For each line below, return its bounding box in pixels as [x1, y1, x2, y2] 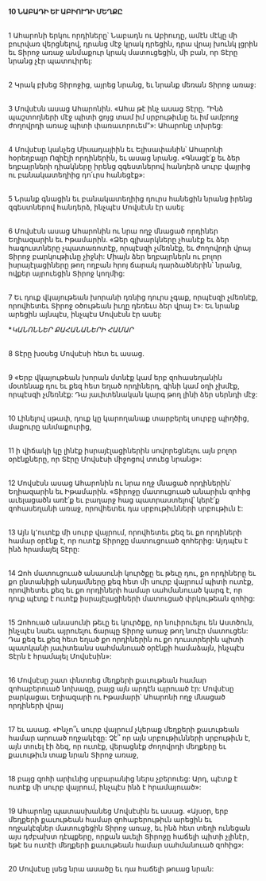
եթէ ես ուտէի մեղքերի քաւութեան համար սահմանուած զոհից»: [8, 840, 245, 849]
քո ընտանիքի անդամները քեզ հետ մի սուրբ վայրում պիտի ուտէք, [8, 577, 254, 586]
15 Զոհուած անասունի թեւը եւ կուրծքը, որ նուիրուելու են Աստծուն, [8, 617, 254, 627]
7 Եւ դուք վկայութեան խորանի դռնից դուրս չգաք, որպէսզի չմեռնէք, [8, 292, 258, 302]
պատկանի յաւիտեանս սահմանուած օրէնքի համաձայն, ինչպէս [8, 643, 245, 652]
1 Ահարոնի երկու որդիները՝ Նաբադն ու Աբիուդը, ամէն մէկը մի [8, 31, 238, 40]
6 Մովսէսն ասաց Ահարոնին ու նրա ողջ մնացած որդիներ [8, 226, 218, 236]
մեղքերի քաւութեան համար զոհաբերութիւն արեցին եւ [8, 815, 213, 824]
